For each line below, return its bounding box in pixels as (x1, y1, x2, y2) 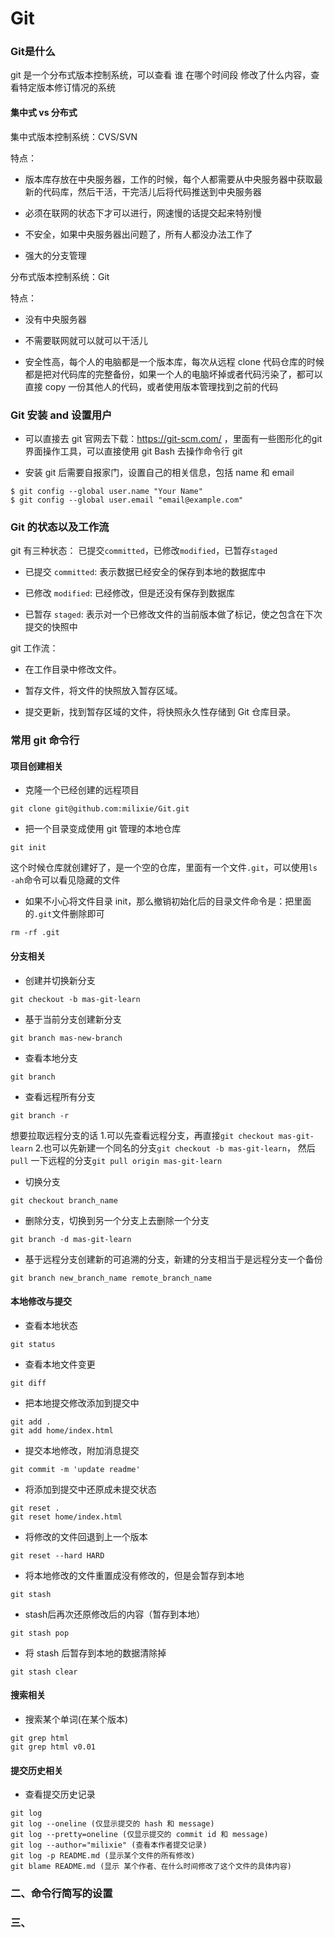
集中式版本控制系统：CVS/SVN (10, 130, 138, 142)
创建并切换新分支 (24, 974, 96, 986)
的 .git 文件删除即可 (24, 908, 105, 920)
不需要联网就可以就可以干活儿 (24, 334, 148, 346)
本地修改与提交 (10, 1295, 72, 1307)
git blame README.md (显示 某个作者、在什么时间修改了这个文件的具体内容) (10, 1862, 293, 1872)
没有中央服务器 (24, 313, 87, 325)
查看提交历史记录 (24, 1788, 96, 1801)
